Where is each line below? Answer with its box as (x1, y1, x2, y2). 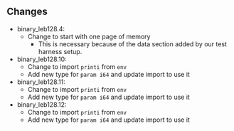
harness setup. (38, 47, 83, 56)
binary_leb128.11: (16, 78, 65, 86)
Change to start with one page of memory (27, 32, 151, 41)
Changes (6, 6, 48, 18)
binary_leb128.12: (16, 100, 67, 109)
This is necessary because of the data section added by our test (38, 39, 227, 48)
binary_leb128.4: (16, 24, 65, 33)
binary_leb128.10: (16, 55, 67, 63)
